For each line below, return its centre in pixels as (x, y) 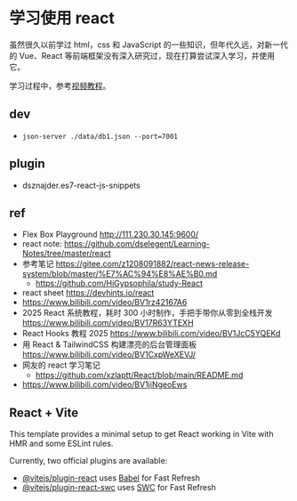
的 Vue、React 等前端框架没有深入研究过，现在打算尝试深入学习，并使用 (142, 55)
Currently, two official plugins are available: (88, 461)
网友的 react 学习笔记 (61, 365)
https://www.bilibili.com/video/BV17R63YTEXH (108, 323)
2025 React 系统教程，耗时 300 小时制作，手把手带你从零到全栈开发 (147, 313)
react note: (42, 244)
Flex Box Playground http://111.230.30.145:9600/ (110, 234)
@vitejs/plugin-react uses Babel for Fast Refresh (111, 478)
